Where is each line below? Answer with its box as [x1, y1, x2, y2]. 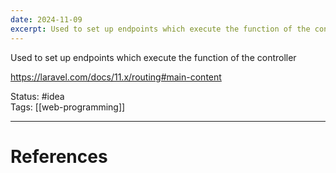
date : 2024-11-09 [10, 14, 83, 25]
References [10, 145, 108, 168]
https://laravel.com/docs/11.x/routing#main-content [10, 71, 222, 83]
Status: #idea [10, 90, 65, 102]
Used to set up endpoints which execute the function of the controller [10, 51, 297, 63]
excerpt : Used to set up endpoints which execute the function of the [10, 24, 311, 34]
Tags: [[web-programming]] [10, 101, 126, 113]
